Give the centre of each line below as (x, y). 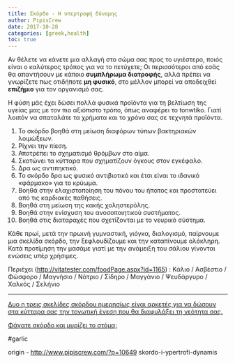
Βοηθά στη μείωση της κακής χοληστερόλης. (84, 205)
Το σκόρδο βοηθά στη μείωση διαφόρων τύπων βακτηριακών (107, 131)
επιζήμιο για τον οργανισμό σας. (56, 89)
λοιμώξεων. (35, 139)
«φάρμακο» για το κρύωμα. (58, 183)
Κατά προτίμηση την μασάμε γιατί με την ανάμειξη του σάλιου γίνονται (112, 249)
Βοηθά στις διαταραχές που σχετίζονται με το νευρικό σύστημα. (112, 220)
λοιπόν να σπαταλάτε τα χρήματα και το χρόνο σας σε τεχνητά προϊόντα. (115, 118)
